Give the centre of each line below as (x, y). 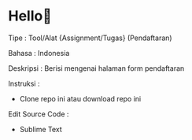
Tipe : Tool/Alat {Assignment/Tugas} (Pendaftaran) (90, 38)
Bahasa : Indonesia (39, 53)
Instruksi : (24, 83)
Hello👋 (30, 16)
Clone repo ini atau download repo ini (80, 98)
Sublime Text (41, 129)
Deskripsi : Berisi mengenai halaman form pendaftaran (96, 68)
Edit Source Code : (39, 114)
